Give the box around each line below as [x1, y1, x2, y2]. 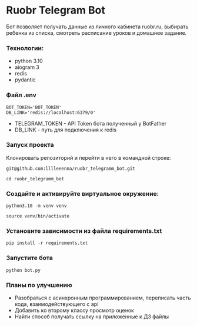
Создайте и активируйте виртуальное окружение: [6, 189, 159, 197]
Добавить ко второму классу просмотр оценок [14, 307, 134, 314]
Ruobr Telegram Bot [6, 4, 106, 17]
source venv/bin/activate [6, 213, 69, 219]
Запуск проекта [6, 141, 54, 149]
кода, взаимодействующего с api [14, 301, 99, 308]
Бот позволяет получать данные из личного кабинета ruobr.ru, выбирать [6, 23, 189, 30]
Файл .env [6, 91, 37, 99]
